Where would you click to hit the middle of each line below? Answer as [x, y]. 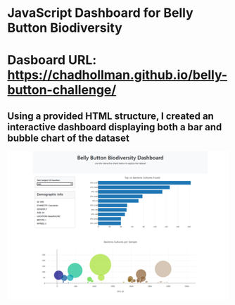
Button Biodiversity [65, 28]
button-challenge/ [62, 90]
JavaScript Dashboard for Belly [100, 13]
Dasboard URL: [52, 60]
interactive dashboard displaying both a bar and [115, 127]
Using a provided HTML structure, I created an [111, 116]
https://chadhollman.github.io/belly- [117, 75]
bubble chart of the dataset [69, 138]
